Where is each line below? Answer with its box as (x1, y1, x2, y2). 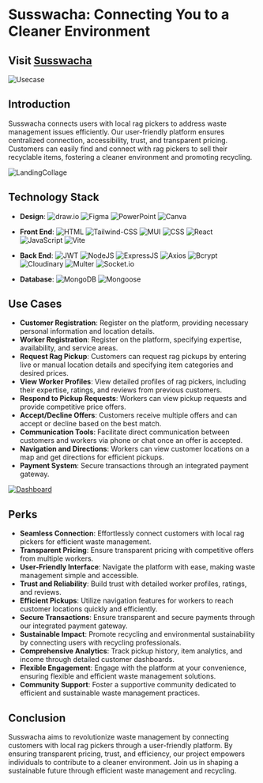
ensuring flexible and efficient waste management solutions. (19, 671, 216, 681)
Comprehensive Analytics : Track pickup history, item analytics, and (19, 646, 242, 656)
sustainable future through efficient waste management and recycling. (8, 766, 237, 776)
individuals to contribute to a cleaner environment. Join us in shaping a (8, 758, 239, 767)
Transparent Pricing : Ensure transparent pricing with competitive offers (19, 546, 254, 555)
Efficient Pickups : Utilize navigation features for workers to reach (19, 596, 235, 606)
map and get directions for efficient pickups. (19, 452, 164, 462)
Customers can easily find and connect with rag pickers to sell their (8, 144, 227, 153)
